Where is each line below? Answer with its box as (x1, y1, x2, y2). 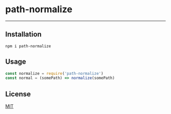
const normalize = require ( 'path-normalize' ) (5, 71, 103, 76)
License (5, 90, 31, 98)
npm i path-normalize (5, 43, 51, 49)
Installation (5, 30, 42, 39)
